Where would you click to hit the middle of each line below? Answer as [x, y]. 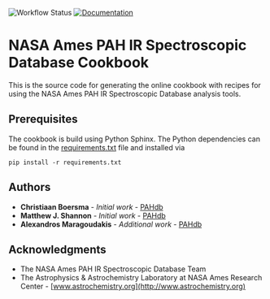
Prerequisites [43, 119]
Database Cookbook [78, 63]
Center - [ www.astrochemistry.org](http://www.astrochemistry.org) [133, 286]
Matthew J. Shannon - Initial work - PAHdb [93, 215]
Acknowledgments [58, 249]
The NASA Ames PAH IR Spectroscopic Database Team [113, 269]
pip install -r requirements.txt [65, 162]
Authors [30, 187]
